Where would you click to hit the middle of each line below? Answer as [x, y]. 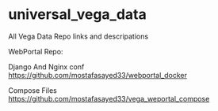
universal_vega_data [77, 15]
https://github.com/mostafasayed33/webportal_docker [98, 75]
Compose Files [33, 90]
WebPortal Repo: [36, 51]
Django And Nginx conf [46, 67]
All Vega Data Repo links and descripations [78, 36]
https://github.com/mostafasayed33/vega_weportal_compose [109, 98]
